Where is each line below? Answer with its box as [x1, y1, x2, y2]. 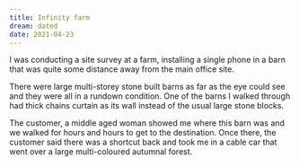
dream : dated [9, 22, 58, 31]
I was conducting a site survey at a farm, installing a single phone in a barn [9, 55, 286, 66]
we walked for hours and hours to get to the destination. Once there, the [9, 127, 277, 138]
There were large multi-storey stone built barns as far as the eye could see [9, 82, 286, 92]
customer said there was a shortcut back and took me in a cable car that [9, 136, 277, 148]
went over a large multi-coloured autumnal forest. [9, 146, 193, 157]
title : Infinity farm [9, 13, 91, 22]
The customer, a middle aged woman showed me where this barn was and [9, 118, 286, 128]
